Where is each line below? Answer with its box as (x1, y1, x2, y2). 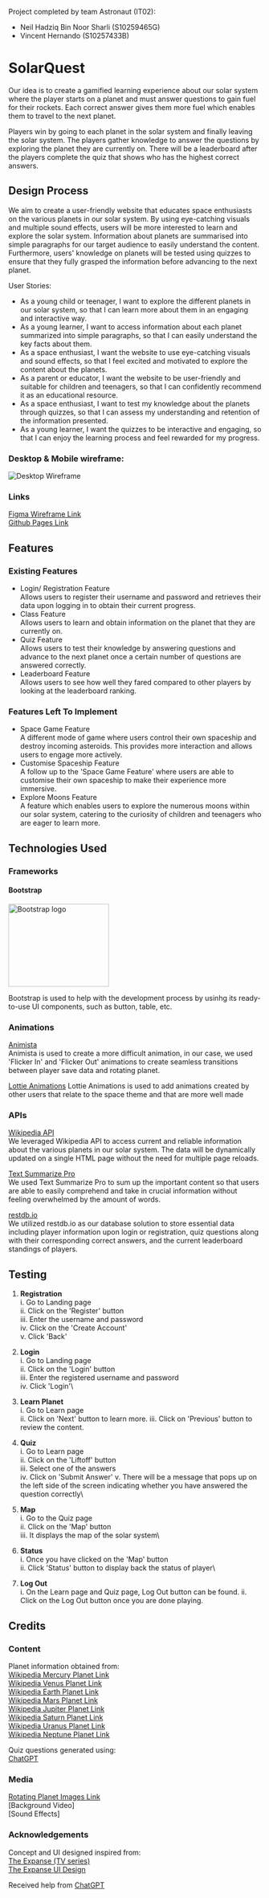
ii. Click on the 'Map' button (19, 1522, 112, 1532)
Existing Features (8, 565, 78, 577)
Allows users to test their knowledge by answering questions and (19, 643, 236, 653)
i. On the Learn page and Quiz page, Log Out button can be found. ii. (19, 1587, 247, 1597)
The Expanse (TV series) (8, 1855, 91, 1866)
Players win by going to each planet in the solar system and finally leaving (8, 126, 253, 136)
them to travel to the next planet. (8, 111, 116, 120)
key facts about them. (19, 339, 92, 349)
